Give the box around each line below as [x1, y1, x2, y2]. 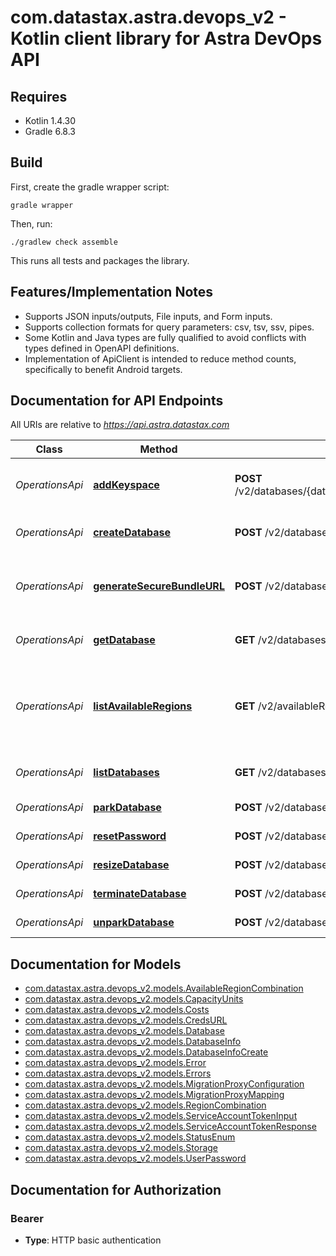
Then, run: [10, 217, 53, 230]
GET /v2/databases [234, 766, 327, 780]
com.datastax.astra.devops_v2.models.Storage [24, 1142, 219, 1154]
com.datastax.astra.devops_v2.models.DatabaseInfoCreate [24, 1046, 269, 1058]
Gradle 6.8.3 [24, 126, 77, 137]
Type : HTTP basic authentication [24, 1234, 162, 1246]
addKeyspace [93, 478, 160, 492]
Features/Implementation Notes [10, 284, 214, 301]
